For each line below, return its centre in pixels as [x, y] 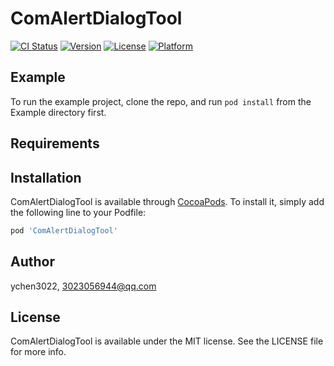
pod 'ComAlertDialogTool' [64, 230]
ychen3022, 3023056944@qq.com [83, 286]
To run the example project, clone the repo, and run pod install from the [161, 101]
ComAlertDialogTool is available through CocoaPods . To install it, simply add [167, 201]
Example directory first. [58, 112]
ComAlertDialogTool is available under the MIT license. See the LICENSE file [167, 341]
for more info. [38, 352]
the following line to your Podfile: [78, 212]
